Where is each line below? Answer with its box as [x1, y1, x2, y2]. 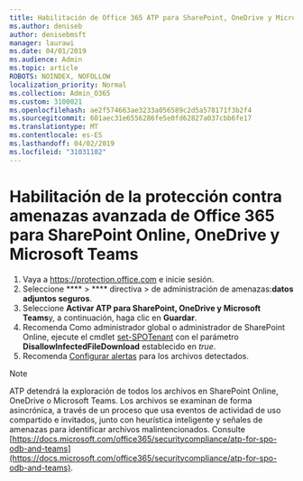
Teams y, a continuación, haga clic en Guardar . [22, 312, 197, 323]
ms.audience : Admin [9, 55, 83, 64]
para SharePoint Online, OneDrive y [9, 225, 280, 245]
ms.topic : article [9, 64, 78, 73]
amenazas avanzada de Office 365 [9, 205, 275, 226]
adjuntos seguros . [22, 292, 93, 303]
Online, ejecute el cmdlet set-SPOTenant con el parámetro [22, 331, 239, 342]
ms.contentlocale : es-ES [9, 131, 103, 140]
